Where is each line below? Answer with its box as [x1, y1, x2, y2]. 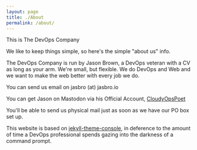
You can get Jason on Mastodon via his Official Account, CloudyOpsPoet [6, 95, 186, 102]
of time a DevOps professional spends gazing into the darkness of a [6, 131, 174, 138]
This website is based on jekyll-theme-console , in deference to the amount [6, 125, 191, 132]
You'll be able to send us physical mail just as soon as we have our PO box [6, 107, 189, 114]
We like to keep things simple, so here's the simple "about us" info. [6, 48, 171, 55]
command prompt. [6, 137, 52, 145]
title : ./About [6, 14, 44, 20]
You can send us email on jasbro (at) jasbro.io [6, 84, 119, 91]
